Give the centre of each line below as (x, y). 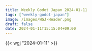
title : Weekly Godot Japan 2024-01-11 (46, 10)
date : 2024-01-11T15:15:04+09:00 (41, 29)
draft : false (19, 24)
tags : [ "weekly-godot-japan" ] (37, 15)
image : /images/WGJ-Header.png (38, 19)
